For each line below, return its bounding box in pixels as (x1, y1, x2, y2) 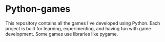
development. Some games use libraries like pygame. (5, 31, 118, 37)
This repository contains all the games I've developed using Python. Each (5, 20, 160, 26)
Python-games (5, 3, 71, 15)
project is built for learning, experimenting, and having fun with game (5, 25, 151, 31)
